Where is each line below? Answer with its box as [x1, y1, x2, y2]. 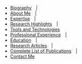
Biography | [10, 5, 38, 11]
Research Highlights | [10, 21, 58, 27]
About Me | [10, 10, 37, 16]
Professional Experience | [10, 32, 67, 38]
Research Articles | [10, 43, 53, 48]
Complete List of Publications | [10, 48, 77, 54]
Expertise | [10, 16, 36, 21]
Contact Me [10, 53, 35, 59]
